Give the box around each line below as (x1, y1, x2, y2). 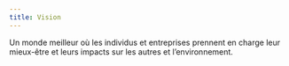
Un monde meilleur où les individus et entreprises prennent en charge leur (9, 37, 281, 48)
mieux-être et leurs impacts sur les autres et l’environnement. (9, 46, 233, 57)
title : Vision (9, 12, 62, 22)
